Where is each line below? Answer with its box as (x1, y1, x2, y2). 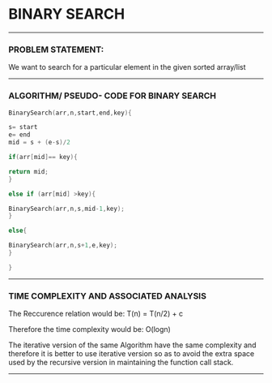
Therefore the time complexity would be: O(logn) (8, 325, 172, 334)
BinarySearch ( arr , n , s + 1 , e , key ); (8, 241, 117, 250)
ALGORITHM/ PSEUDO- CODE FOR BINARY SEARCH (8, 90, 217, 101)
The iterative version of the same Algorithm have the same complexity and (8, 340, 257, 350)
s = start (8, 123, 38, 131)
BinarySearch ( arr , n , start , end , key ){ (8, 109, 132, 117)
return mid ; (8, 167, 49, 175)
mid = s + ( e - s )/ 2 (8, 139, 70, 147)
